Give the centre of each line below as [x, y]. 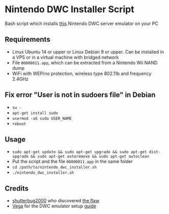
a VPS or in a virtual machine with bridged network [65, 57]
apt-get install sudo [35, 113]
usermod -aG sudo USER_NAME [42, 118]
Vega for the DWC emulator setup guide [54, 206]
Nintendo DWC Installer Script [69, 9]
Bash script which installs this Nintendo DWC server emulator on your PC [81, 23]
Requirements [27, 39]
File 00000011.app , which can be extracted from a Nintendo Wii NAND [85, 63]
